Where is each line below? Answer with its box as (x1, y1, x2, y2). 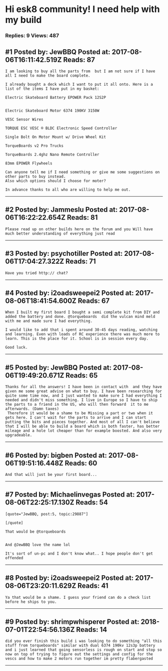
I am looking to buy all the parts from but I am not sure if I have (5, 69, 155, 74)
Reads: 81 (66, 213, 98, 222)
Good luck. (5, 345, 28, 350)
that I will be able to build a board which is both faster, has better (5, 424, 160, 429)
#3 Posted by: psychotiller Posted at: (5, 249, 123, 258)
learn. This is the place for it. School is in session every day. (5, 336, 149, 342)
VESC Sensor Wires (5, 117, 43, 122)
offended (5, 555, 23, 560)
